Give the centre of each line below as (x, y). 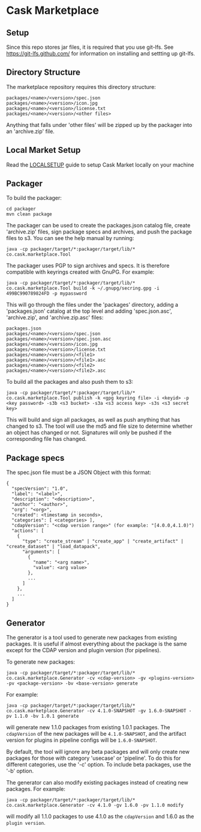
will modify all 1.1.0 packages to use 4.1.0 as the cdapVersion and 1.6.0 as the (100, 816)
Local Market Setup (43, 150)
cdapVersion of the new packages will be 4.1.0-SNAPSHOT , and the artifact (96, 734)
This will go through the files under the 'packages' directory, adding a (92, 305)
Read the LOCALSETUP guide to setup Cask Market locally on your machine (100, 165)
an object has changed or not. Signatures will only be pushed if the (89, 433)
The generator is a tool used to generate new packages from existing (91, 638)
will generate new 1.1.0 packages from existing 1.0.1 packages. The (88, 727)
